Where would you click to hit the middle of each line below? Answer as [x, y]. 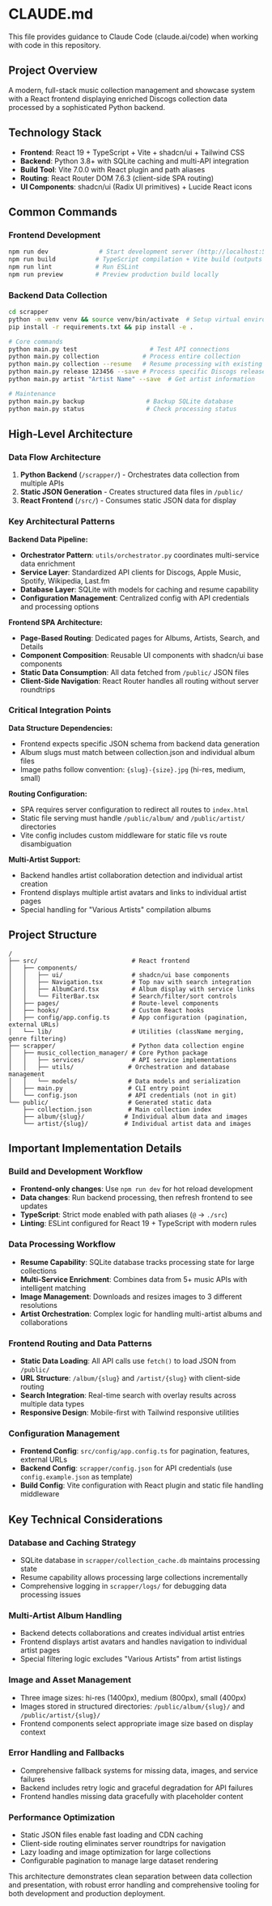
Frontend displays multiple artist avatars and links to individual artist [133, 892]
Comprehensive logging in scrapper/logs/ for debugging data [123, 1586]
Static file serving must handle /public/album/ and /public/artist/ [132, 817]
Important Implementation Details [95, 1149]
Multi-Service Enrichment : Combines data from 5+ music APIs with [134, 1279]
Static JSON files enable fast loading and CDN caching [112, 1835]
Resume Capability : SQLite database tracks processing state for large [137, 1262]
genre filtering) [38, 1038]
